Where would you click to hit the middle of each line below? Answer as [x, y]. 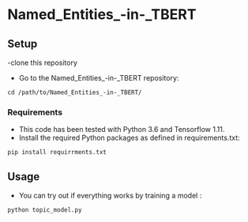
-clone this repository [43, 62]
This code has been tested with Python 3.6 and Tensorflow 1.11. [122, 130]
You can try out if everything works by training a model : [110, 196]
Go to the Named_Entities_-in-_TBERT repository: [99, 78]
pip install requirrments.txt [57, 152]
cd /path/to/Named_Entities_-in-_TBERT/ [75, 92]
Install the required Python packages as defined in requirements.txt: [129, 138]
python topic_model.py [45, 210]
